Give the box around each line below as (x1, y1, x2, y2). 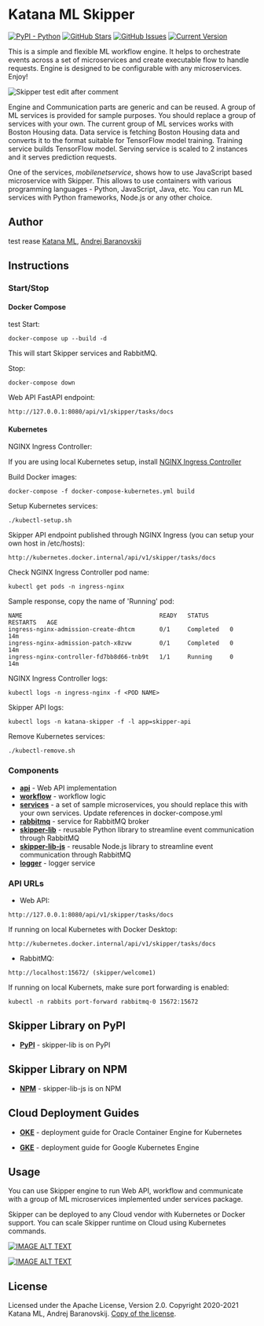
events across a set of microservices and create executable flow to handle (8, 55, 249, 64)
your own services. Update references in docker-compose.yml (19, 808, 222, 817)
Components (8, 765, 59, 776)
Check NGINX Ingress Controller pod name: (8, 567, 149, 577)
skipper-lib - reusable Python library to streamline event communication (19, 825, 255, 834)
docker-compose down (8, 379, 76, 387)
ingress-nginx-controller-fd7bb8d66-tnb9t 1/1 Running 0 (8, 653, 234, 661)
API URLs (8, 878, 45, 889)
